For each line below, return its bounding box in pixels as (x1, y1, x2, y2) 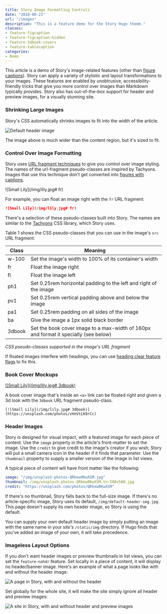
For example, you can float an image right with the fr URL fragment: (5, 196, 145, 202)
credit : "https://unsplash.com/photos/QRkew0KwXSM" (5, 484, 114, 489)
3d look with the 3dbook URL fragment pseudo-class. (5, 397, 113, 403)
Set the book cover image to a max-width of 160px (30, 324, 151, 331)
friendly (5, 83, 21, 89)
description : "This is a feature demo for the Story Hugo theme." (5, 21, 146, 26)
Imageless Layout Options (5, 542, 70, 549)
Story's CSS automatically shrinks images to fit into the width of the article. (5, 118, 159, 124)
